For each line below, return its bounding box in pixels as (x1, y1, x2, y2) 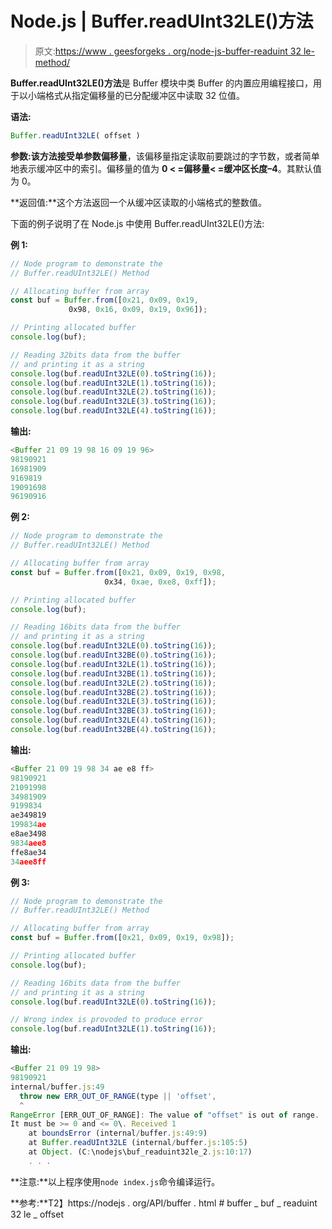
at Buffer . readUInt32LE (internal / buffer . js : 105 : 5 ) (28, 1138, 248, 1148)
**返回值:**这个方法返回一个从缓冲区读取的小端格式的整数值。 (10, 196, 268, 208)
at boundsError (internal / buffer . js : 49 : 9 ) (28, 1128, 208, 1139)
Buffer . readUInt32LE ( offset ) (10, 130, 141, 141)
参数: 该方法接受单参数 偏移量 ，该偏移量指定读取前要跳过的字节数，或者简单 (10, 150, 320, 162)
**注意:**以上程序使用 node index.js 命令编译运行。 (10, 1175, 221, 1187)
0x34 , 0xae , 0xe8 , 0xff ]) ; (104, 577, 217, 587)
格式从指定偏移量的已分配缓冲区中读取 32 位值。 (44, 89, 246, 101)
